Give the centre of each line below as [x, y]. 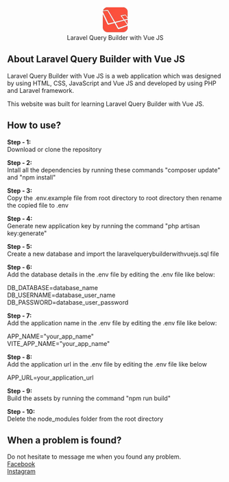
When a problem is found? [64, 440]
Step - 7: [20, 316]
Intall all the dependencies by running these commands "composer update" [114, 170]
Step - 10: [21, 411]
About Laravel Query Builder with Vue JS [96, 59]
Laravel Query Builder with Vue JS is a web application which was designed [114, 76]
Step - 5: [20, 246]
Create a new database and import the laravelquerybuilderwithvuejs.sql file [113, 254]
